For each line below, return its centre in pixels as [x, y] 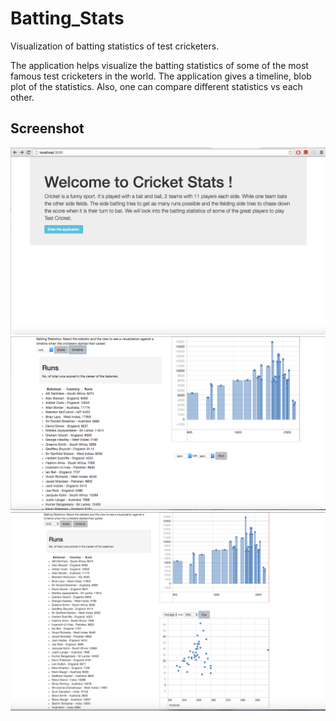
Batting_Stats [67, 18]
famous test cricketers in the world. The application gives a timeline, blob [161, 76]
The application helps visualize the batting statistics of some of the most [159, 65]
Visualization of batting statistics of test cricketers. [115, 46]
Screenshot [47, 128]
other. [22, 97]
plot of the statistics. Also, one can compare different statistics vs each [156, 86]
